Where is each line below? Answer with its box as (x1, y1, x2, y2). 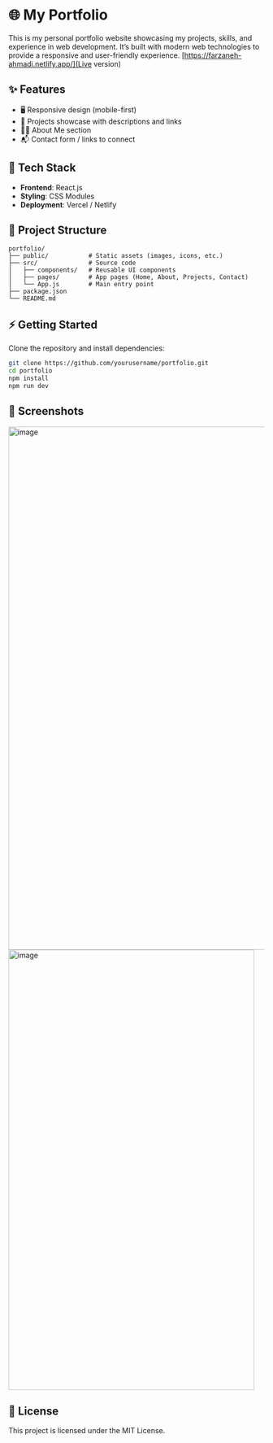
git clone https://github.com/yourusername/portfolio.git (8, 360, 209, 368)
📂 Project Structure (8, 223, 107, 237)
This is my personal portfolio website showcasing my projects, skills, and (8, 33, 253, 42)
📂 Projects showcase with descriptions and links (19, 116, 182, 126)
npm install (8, 374, 49, 382)
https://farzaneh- (184, 50, 242, 60)
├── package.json (8, 287, 67, 296)
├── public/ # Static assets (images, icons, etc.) (8, 252, 223, 260)
